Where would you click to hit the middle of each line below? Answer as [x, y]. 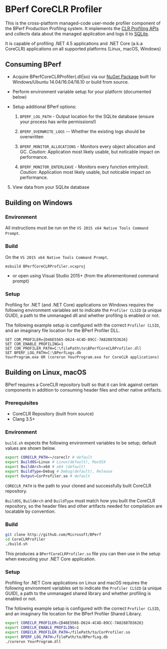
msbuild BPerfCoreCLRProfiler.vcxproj [45, 266]
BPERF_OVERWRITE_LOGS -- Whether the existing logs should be [83, 131]
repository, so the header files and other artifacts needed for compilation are [84, 506]
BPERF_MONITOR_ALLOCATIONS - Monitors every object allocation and [87, 146]
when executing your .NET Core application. [51, 559]
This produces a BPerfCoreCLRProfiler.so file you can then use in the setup [83, 553]
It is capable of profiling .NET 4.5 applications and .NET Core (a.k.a [74, 43]
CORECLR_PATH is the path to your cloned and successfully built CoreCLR [78, 485]
